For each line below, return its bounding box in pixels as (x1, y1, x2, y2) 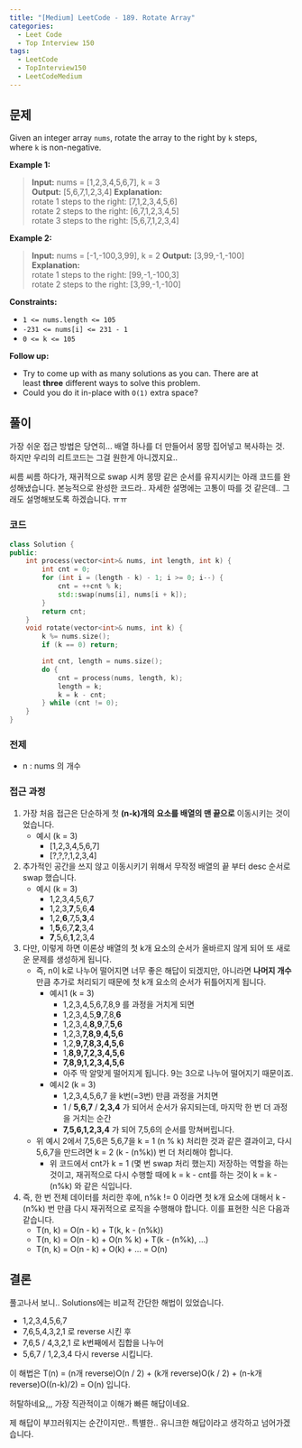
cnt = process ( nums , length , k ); (57, 673, 183, 682)
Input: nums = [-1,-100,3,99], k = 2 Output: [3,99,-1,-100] (31, 250, 245, 261)
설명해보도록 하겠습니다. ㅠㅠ (25, 493, 128, 505)
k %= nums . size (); (41, 632, 111, 641)
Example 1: (9, 159, 51, 170)
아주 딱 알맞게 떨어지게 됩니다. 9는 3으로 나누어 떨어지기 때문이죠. (62, 1067, 294, 1078)
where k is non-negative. (9, 142, 102, 152)
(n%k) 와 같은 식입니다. (49, 1180, 133, 1191)
